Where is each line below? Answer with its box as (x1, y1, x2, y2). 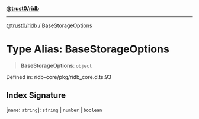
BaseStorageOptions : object (20, 62, 92, 69)
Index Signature (6, 91, 66, 101)
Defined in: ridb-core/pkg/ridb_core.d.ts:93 (6, 73, 111, 80)
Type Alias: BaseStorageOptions (6, 42, 170, 56)
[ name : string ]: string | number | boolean (6, 106, 102, 113)
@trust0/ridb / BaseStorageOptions (6, 22, 92, 29)
